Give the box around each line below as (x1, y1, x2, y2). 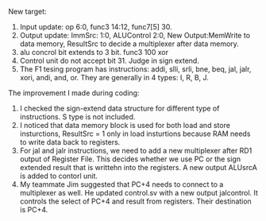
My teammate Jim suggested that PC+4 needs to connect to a (19, 180, 224, 189)
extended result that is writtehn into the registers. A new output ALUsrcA (19, 163, 258, 172)
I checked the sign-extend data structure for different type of (19, 103, 220, 113)
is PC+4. (19, 205, 48, 214)
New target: (8, 7, 47, 16)
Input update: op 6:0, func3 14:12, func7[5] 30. (19, 22, 172, 31)
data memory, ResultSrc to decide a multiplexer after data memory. (19, 39, 240, 48)
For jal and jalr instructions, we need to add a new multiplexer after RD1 (19, 146, 253, 155)
